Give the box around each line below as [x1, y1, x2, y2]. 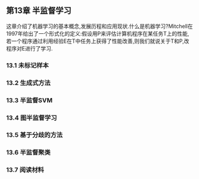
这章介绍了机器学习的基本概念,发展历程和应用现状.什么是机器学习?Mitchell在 [6, 23, 193, 30]
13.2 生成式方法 [6, 78, 51, 87]
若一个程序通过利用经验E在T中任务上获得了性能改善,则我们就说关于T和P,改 [6, 37, 189, 45]
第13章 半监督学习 [6, 5, 71, 16]
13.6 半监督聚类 [6, 148, 51, 156]
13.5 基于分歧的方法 [6, 131, 63, 139]
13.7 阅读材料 [6, 166, 45, 174]
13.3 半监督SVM [6, 96, 53, 104]
